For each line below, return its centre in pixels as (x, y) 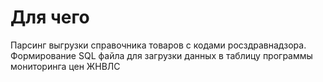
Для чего (50, 17)
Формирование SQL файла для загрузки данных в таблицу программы (161, 55)
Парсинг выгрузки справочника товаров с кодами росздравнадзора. (158, 45)
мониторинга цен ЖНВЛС (65, 66)
